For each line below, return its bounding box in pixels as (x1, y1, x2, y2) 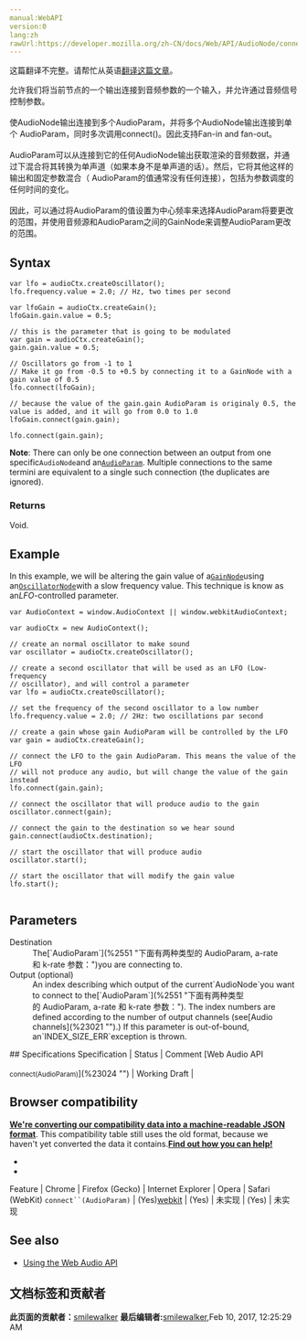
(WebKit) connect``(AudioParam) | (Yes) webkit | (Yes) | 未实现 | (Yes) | (9, 1194, 272, 1205)
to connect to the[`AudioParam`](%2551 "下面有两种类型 (32, 989, 245, 1001)
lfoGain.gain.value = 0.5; (9, 312, 112, 321)
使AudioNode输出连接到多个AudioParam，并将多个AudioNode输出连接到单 (9, 117, 292, 128)
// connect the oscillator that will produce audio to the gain (9, 800, 259, 809)
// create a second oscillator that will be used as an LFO (9, 664, 244, 673)
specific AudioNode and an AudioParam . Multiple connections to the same (9, 457, 272, 468)
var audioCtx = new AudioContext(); (9, 623, 149, 633)
